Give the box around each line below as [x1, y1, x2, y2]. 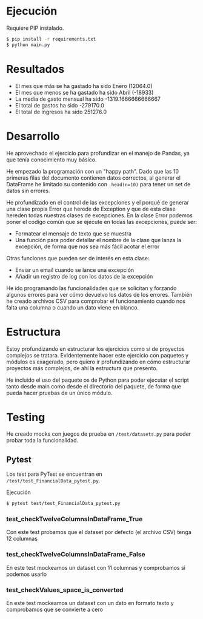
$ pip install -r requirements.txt [6, 36, 96, 42]
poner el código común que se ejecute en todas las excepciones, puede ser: [6, 218, 198, 225]
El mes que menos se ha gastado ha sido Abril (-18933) [15, 89, 154, 96]
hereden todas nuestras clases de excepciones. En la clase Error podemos [6, 211, 193, 219]
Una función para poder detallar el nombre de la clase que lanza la [15, 236, 182, 243]
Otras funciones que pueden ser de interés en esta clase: [6, 254, 150, 262]
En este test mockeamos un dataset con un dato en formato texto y [6, 600, 174, 607]
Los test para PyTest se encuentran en [6, 470, 103, 478]
